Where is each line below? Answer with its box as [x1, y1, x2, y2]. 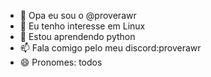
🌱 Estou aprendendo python [19, 31, 136, 42]
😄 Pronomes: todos [19, 56, 103, 68]
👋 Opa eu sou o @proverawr [19, 10, 137, 21]
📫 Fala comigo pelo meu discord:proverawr [19, 42, 202, 54]
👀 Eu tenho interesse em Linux [19, 20, 146, 32]
